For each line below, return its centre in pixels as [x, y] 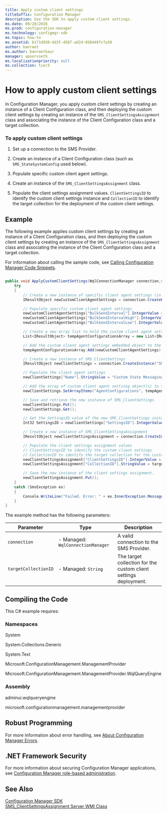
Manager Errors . [22, 740]
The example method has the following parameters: [58, 515]
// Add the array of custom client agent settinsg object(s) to [91, 387]
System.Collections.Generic [34, 645]
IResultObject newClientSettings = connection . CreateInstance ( [90, 364]
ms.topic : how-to [23, 38]
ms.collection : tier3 [28, 65]
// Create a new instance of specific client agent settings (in [92, 295]
